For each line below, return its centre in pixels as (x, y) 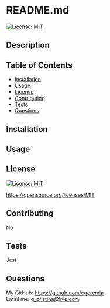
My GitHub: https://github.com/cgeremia (55, 293)
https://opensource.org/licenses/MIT (50, 194)
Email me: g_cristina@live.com (43, 299)
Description (28, 45)
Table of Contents (39, 65)
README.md (38, 10)
